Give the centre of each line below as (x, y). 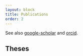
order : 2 (14, 19)
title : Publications (27, 14)
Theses (17, 48)
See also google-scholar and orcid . (41, 33)
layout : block (20, 10)
